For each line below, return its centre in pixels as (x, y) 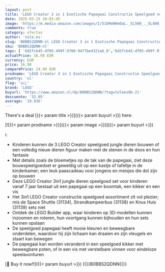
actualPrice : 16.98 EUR (29, 55)
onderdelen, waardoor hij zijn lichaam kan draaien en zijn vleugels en (82, 234)
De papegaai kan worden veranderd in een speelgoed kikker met (78, 244)
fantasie (20, 155)
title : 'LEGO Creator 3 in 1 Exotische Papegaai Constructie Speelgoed (80, 14)
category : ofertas (24, 33)
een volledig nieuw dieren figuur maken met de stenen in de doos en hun (86, 150)
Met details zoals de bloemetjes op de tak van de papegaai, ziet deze (82, 160)
